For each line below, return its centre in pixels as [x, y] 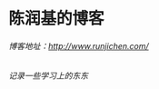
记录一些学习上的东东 [48, 76]
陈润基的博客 [57, 19]
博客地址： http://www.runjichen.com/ [79, 45]
